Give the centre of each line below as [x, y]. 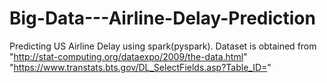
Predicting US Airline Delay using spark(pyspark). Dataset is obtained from [163, 46]
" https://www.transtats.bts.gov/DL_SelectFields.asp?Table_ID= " [140, 67]
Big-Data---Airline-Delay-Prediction [162, 18]
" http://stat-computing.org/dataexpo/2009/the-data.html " [128, 56]
